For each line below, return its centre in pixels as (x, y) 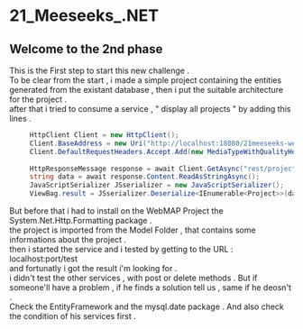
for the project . (38, 99)
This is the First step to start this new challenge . (99, 70)
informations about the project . (68, 239)
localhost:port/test (44, 259)
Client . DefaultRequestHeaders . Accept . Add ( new (116, 151)
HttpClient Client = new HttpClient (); (104, 135)
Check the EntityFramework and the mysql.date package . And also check (147, 306)
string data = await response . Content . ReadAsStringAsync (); (144, 177)
